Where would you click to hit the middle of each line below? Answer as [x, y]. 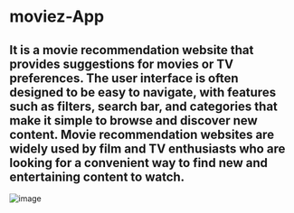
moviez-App [57, 17]
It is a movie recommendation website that [132, 50]
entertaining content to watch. [97, 176]
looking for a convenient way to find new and [139, 163]
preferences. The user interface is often [124, 78]
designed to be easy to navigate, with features [143, 92]
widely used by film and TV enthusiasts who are [147, 148]
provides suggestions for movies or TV [121, 64]
